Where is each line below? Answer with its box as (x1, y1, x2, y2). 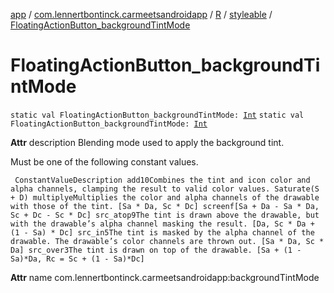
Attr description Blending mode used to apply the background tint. (10, 136, 285, 148)
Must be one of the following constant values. (10, 155, 199, 168)
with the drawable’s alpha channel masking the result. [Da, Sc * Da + (10, 219, 315, 229)
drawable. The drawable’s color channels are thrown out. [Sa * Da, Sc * (10, 236, 325, 246)
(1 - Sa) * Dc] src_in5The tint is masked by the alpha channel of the (10, 227, 315, 238)
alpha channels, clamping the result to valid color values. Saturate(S (10, 184, 320, 194)
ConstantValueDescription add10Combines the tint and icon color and (14, 175, 311, 185)
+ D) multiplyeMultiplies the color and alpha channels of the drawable (10, 192, 320, 203)
